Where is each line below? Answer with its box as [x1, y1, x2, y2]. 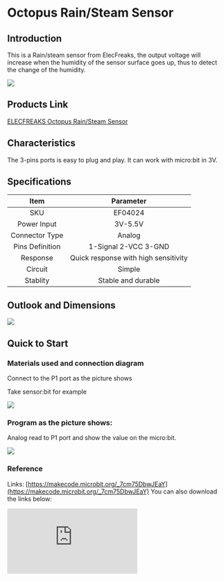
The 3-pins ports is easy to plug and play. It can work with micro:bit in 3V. [7, 155, 218, 164]
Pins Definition [13, 242, 61, 251]
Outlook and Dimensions [7, 299, 116, 311]
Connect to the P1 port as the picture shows [7, 373, 132, 382]
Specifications [7, 176, 71, 188]
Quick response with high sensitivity [70, 253, 189, 263]
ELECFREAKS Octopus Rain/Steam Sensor [7, 117, 128, 126]
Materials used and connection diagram [7, 358, 144, 368]
